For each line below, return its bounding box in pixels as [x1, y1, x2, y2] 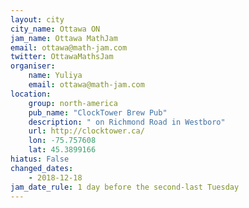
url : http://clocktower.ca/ [28, 126, 145, 136]
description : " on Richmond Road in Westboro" [28, 117, 226, 127]
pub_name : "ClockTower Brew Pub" [28, 107, 168, 118]
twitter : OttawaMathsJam [10, 52, 114, 62]
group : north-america [28, 98, 118, 108]
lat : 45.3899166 [28, 145, 97, 155]
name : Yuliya [28, 71, 83, 81]
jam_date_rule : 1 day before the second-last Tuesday [10, 182, 240, 192]
